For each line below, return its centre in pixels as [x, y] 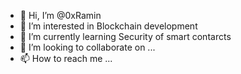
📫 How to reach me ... [66, 58]
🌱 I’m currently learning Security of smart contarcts [125, 36]
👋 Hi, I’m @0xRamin [60, 15]
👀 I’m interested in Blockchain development [108, 26]
